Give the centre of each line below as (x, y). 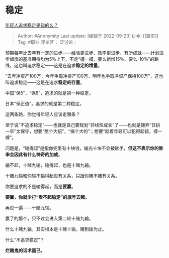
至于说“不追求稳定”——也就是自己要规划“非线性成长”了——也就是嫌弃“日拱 (83, 125)
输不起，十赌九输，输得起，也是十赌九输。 (49, 165)
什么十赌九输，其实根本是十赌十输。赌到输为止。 (56, 229)
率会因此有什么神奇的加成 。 (34, 154)
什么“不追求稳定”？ (25, 239)
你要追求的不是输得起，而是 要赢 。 (40, 186)
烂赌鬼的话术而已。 (25, 250)
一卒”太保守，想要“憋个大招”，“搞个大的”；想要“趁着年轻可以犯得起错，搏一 (84, 131)
